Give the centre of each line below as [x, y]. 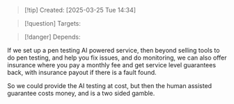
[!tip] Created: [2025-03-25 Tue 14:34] [80, 10]
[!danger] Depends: [52, 37]
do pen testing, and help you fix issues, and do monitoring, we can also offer [117, 58]
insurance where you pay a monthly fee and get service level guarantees [112, 65]
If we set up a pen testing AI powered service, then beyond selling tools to [114, 50]
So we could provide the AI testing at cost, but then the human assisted [110, 86]
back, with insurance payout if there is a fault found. [82, 72]
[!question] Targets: [53, 23]
